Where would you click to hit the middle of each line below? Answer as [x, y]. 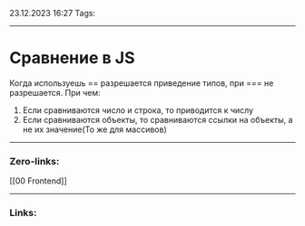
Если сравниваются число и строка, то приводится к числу [138, 110]
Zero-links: [34, 161]
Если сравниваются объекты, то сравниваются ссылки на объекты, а [157, 119]
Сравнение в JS [72, 58]
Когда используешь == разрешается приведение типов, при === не [142, 83]
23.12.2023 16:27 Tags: [53, 13]
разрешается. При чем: [55, 92]
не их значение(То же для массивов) [95, 129]
